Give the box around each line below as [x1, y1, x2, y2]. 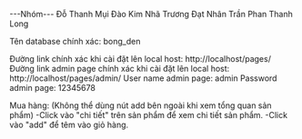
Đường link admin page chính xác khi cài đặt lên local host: [9, 64, 230, 74]
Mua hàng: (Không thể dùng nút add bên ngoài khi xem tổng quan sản [9, 100, 272, 111]
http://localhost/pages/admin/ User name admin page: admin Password [9, 73, 277, 84]
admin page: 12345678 [9, 83, 96, 93]
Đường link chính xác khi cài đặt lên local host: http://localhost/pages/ [9, 54, 271, 64]
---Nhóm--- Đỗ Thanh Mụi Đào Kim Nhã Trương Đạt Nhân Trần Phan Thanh [9, 9, 293, 19]
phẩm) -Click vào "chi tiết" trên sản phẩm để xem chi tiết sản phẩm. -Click [9, 110, 288, 120]
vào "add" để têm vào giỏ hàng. [9, 119, 129, 130]
